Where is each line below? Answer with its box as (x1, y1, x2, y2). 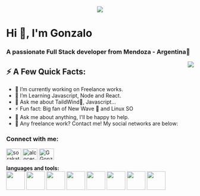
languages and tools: (6, 164, 60, 172)
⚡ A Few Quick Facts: (6, 67, 86, 77)
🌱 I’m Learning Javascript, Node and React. (14, 92, 121, 99)
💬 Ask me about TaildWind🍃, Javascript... (14, 98, 116, 105)
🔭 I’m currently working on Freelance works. (14, 85, 123, 92)
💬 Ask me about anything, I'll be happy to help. (14, 113, 130, 120)
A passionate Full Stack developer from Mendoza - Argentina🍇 (6, 48, 190, 56)
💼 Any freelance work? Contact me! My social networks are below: (14, 120, 179, 127)
